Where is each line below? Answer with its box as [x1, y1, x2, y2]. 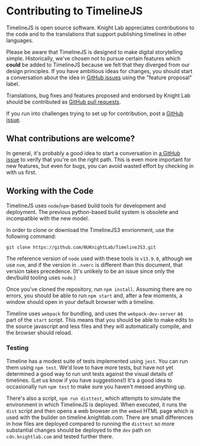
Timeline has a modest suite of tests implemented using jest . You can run [6, 357, 188, 364]
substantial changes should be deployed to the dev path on [6, 426, 151, 433]
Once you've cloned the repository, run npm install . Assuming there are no [6, 285, 192, 293]
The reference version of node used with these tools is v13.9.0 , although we [6, 255, 193, 262]
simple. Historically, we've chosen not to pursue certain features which [6, 55, 181, 62]
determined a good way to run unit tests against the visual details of [6, 370, 173, 377]
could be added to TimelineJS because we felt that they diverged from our [6, 61, 190, 68]
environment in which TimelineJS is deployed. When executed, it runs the [6, 400, 187, 408]
